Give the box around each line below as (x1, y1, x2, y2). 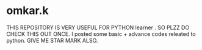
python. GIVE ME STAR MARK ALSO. (6, 37, 98, 44)
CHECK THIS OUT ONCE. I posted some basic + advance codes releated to (6, 30, 197, 37)
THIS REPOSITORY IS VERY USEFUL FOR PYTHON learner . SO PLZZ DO (6, 24, 190, 31)
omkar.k (6, 4, 49, 18)
